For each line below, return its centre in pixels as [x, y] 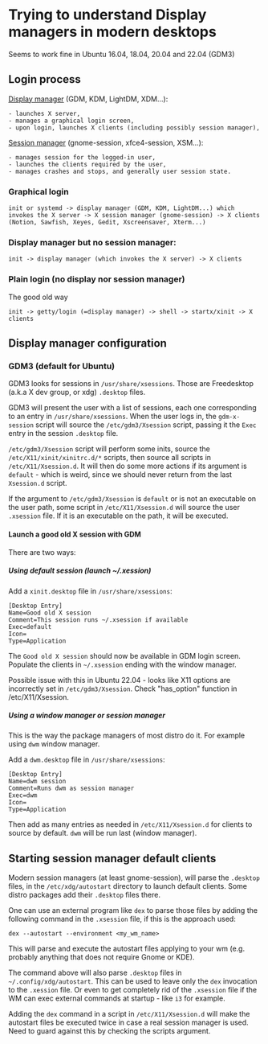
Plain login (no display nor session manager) [97, 279]
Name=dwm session [37, 782]
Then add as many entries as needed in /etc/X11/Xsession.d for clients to [130, 824]
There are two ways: [42, 552]
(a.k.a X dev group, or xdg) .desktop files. [77, 393]
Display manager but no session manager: [92, 242]
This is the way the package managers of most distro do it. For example [127, 736]
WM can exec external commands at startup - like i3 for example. [117, 998]
